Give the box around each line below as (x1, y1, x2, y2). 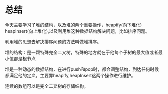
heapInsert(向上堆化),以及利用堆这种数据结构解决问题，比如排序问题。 (5, 28, 150, 34)
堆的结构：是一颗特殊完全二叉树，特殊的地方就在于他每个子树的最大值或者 (5, 49, 158, 55)
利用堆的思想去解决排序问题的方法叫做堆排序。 (5, 38, 101, 45)
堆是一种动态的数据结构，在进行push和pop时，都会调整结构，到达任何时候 (5, 66, 159, 72)
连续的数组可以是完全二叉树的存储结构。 (5, 83, 88, 89)
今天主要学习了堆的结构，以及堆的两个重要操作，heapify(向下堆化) (5, 22, 142, 28)
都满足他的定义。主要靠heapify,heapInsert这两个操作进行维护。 (5, 72, 136, 78)
